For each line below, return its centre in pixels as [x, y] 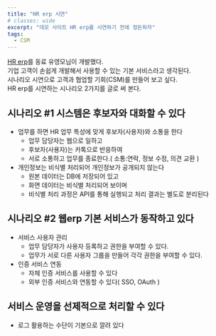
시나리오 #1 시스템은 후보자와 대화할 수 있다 [97, 113]
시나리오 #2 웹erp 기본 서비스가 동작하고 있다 [101, 219]
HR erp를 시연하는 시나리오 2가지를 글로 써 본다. [74, 88]
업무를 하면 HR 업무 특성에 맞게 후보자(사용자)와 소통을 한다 [100, 131]
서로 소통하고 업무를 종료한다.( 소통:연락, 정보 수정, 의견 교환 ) [114, 158]
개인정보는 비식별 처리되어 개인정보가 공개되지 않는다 [91, 167]
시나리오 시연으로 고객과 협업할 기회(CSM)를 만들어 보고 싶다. [92, 80]
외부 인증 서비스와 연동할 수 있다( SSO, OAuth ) [94, 282]
